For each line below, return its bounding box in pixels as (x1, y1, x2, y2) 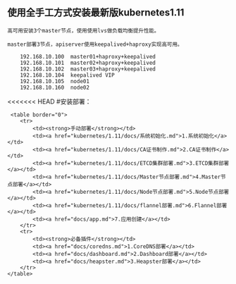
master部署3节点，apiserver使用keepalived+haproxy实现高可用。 (7, 41, 183, 48)
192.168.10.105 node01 (20, 78, 90, 85)
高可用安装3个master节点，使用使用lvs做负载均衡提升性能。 (7, 27, 160, 34)
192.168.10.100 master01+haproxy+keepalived (20, 53, 156, 60)
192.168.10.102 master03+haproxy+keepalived (20, 66, 156, 73)
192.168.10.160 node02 (20, 84, 90, 91)
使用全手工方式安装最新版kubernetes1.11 (7, 6, 185, 19)
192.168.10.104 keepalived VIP (20, 71, 115, 79)
